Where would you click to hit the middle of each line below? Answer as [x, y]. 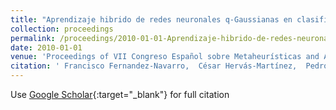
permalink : [33, 38]
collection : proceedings [62, 29]
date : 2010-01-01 [46, 47]
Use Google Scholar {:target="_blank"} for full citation [120, 94]
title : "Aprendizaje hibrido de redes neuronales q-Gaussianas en [151, 19]
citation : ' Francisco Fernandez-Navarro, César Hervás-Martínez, [154, 66]
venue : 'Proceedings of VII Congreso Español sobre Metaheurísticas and [165, 57]
